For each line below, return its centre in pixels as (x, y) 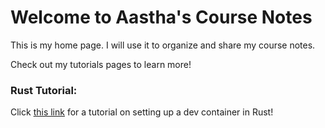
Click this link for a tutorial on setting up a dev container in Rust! (142, 112)
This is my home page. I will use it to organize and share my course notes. (163, 45)
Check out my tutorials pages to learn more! (101, 64)
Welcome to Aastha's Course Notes (161, 17)
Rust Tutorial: (44, 90)
